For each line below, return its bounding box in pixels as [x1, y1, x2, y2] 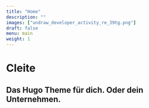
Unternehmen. [6, 94, 61, 104]
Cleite [6, 61, 36, 75]
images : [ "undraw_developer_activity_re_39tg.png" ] [6, 19, 136, 25]
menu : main [6, 31, 33, 37]
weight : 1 [6, 36, 31, 42]
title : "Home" [6, 8, 41, 15]
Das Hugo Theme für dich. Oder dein [6, 85, 144, 95]
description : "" [6, 14, 46, 20]
